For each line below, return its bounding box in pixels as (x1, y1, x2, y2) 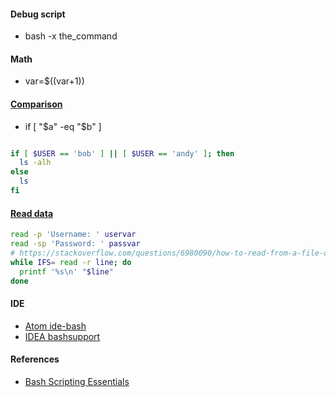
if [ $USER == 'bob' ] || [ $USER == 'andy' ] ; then (10, 148, 235, 159)
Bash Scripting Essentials (24, 375, 130, 387)
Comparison (10, 98, 63, 110)
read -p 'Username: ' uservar (10, 230, 137, 240)
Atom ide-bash (24, 320, 87, 332)
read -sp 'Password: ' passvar (10, 239, 141, 249)
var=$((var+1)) (24, 75, 85, 87)
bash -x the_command (24, 30, 118, 42)
